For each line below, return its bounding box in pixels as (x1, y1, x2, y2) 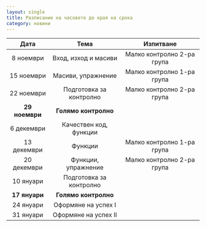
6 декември (10, 124, 46, 133)
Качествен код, (62, 121, 109, 129)
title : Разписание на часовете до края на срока (6, 15, 133, 21)
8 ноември (11, 54, 44, 62)
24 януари (12, 201, 44, 209)
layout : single (6, 9, 45, 15)
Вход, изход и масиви (52, 54, 118, 62)
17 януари (12, 191, 44, 199)
